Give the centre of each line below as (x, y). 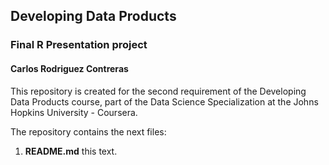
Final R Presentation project (79, 45)
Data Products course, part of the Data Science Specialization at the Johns (164, 101)
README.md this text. (71, 151)
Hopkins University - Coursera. (74, 112)
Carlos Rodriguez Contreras (69, 68)
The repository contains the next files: (88, 131)
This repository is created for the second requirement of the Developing (158, 91)
